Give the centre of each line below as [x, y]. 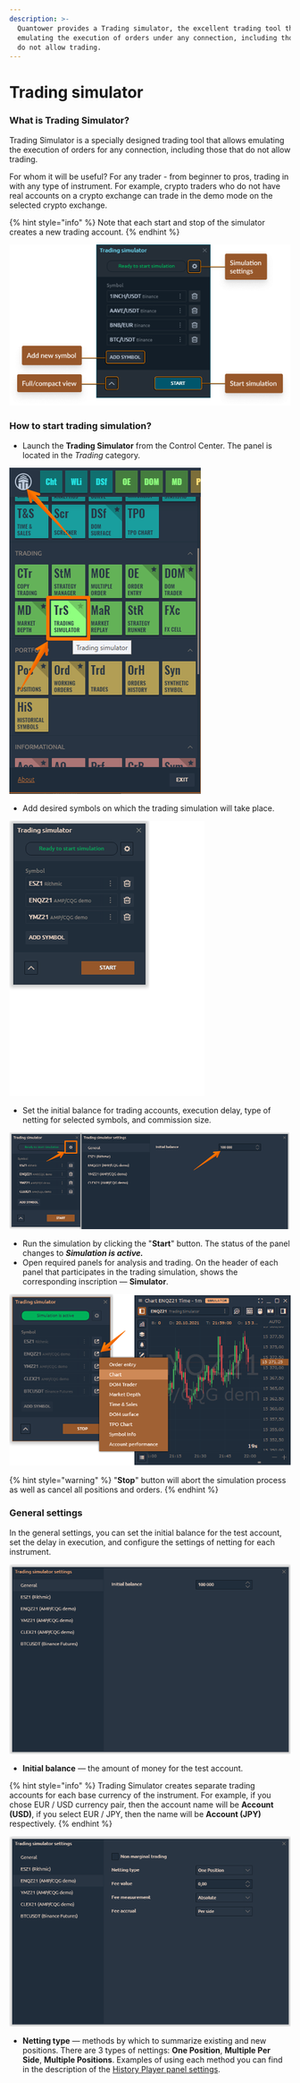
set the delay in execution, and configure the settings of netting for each [142, 1542]
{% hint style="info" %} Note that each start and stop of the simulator [137, 222]
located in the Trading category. [81, 455]
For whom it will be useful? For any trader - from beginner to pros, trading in [149, 176]
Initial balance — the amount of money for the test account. [133, 1769]
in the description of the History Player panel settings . [121, 2069]
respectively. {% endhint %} [61, 1824]
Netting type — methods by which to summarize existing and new [144, 2040]
